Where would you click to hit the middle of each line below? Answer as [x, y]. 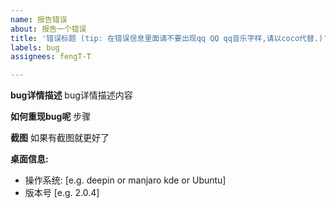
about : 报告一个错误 [48, 29]
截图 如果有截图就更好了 [60, 138]
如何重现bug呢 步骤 [51, 117]
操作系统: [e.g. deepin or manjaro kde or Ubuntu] [125, 180]
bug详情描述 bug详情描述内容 [71, 95]
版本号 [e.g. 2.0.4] [62, 193]
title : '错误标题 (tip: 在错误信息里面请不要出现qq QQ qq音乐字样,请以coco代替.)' [169, 38]
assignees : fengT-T [51, 57]
